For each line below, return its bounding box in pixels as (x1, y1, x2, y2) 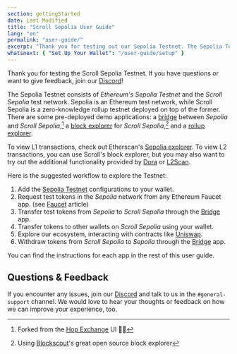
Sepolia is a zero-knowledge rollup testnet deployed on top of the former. (7, 105, 221, 114)
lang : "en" (7, 30, 39, 37)
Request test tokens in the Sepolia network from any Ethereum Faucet (17, 192, 221, 201)
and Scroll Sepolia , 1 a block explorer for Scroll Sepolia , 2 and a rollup (7, 120, 205, 130)
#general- (197, 291, 226, 298)
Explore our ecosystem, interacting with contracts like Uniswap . (17, 230, 203, 238)
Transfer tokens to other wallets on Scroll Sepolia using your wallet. (17, 222, 214, 231)
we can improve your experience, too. (7, 305, 118, 314)
